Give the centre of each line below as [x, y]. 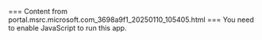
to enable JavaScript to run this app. [67, 28]
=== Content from [38, 11]
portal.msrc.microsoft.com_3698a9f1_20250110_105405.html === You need [131, 20]
